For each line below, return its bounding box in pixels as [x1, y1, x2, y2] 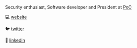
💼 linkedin [5, 37, 25, 43]
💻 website [5, 14, 27, 20]
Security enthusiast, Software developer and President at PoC [5, 4, 132, 10]
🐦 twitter [5, 26, 25, 32]
